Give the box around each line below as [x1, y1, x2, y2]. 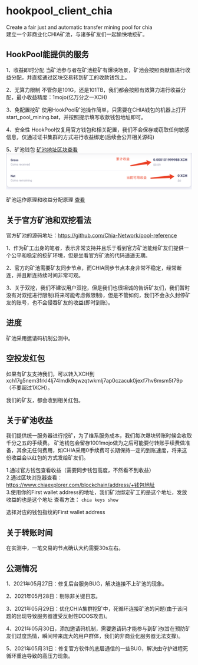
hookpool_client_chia [6, 4, 113, 18]
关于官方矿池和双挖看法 [6, 215, 91, 225]
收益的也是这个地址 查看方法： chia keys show [6, 496, 119, 503]
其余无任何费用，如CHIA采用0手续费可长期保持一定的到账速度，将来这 [16, 447, 187, 454]
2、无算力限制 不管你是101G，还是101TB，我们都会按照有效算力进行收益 [6, 86, 181, 93]
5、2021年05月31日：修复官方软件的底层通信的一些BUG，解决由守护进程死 [6, 645, 189, 652]
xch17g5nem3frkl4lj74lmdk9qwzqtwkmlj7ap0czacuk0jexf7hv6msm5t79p [6, 377, 183, 384]
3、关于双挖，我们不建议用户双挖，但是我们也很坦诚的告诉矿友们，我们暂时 [6, 284, 190, 291]
